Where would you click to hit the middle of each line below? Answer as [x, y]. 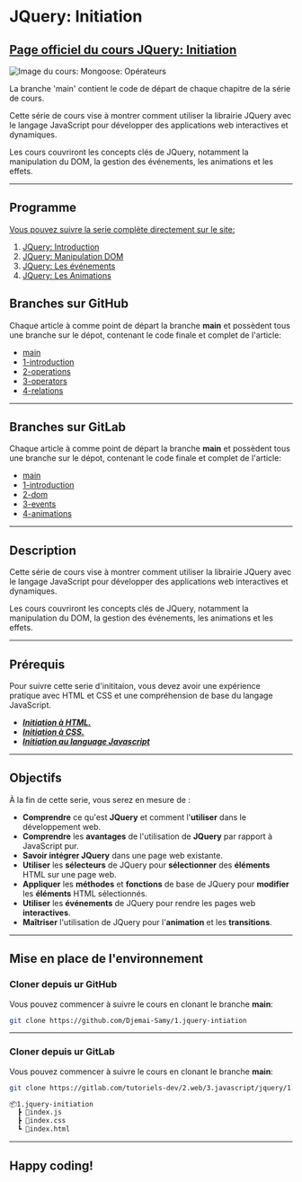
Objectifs [36, 778]
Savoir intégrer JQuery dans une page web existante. [122, 855]
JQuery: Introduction [61, 247]
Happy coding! [52, 1165]
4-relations [43, 390]
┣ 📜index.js [40, 1112]
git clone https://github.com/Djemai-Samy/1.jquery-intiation [128, 1020]
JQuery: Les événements [69, 266]
